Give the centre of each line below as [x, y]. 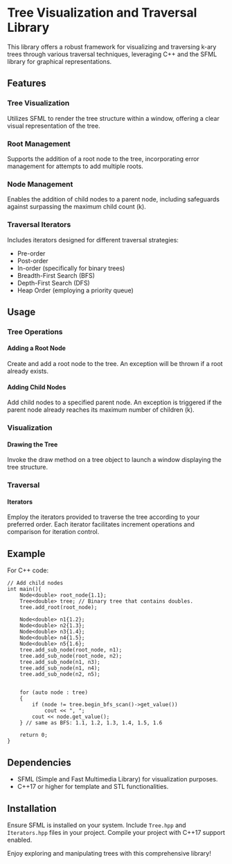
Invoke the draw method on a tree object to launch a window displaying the [114, 460]
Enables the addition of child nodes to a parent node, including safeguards [114, 199]
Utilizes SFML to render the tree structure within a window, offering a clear [113, 118]
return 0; [34, 735]
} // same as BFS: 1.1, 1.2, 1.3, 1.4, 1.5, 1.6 [91, 723]
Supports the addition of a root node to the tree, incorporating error [103, 158]
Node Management [40, 184]
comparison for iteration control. [53, 532]
